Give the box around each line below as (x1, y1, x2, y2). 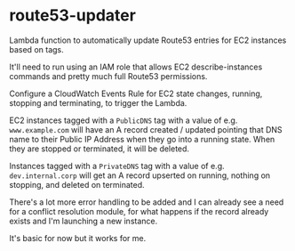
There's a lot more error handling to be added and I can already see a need (9, 197, 284, 207)
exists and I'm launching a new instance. (9, 215, 158, 226)
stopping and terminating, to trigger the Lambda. (9, 97, 187, 108)
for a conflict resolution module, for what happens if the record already (9, 206, 269, 216)
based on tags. (9, 44, 64, 54)
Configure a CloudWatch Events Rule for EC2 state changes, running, (9, 88, 263, 99)
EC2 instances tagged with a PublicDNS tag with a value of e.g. (9, 115, 238, 125)
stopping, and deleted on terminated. (9, 179, 145, 190)
